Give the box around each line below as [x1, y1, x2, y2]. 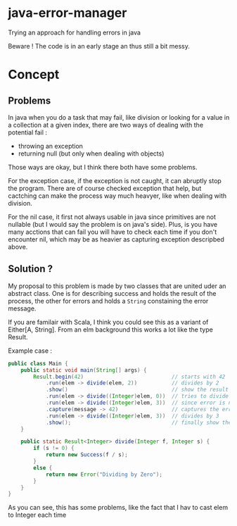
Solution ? [8, 263, 53, 275]
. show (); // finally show [45, 419, 219, 426]
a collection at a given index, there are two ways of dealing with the [8, 120, 203, 129]
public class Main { [8, 360, 69, 367]
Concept [8, 67, 60, 82]
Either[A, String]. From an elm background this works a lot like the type [8, 325, 213, 334]
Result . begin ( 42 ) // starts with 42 [33, 373, 226, 380]
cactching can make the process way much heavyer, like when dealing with [8, 192, 227, 200]
